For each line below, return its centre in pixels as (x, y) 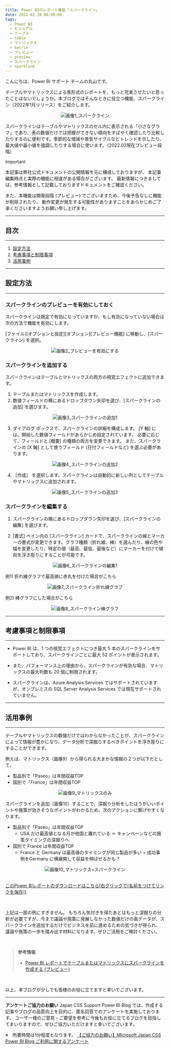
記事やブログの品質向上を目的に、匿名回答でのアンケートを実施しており (80, 1012)
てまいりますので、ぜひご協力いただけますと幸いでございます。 (71, 1024)
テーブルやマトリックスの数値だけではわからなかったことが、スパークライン (85, 736)
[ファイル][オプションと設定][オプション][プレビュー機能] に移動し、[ (77, 334)
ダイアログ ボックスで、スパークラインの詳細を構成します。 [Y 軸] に (84, 429)
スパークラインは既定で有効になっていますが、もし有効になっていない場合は (85, 317)
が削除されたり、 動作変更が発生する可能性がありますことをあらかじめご (81, 202)
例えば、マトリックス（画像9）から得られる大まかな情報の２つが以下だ (80, 759)
